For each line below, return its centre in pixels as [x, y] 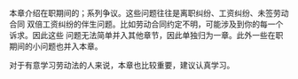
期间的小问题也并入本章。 [56, 46]
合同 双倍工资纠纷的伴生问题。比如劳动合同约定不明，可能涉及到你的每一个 [146, 24]
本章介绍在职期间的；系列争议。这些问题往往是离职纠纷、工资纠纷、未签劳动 [149, 13]
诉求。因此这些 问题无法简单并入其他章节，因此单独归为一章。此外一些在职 [146, 35]
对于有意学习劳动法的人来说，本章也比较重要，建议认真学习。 [122, 65]
